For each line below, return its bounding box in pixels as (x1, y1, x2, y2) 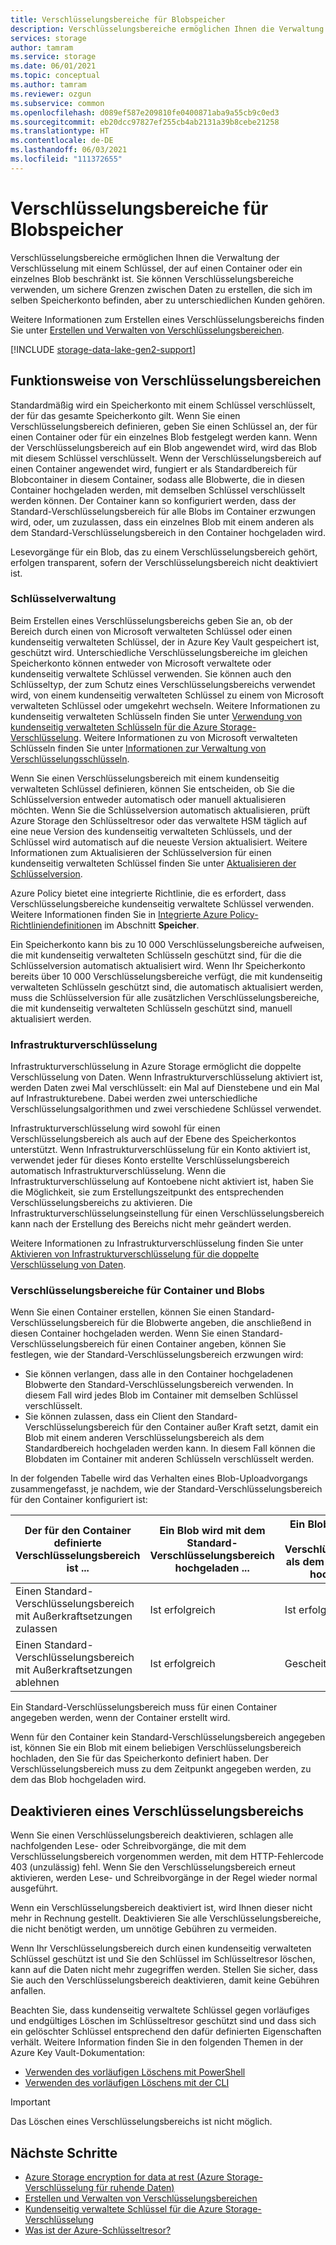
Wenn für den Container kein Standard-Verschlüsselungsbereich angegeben (10, 1731, 326, 1743)
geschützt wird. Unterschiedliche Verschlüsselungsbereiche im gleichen (10, 646, 308, 658)
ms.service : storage (10, 52, 97, 62)
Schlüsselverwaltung (10, 592, 117, 606)
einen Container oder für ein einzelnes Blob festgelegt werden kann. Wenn (10, 431, 318, 443)
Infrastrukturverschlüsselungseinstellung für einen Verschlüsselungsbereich (10, 1207, 325, 1220)
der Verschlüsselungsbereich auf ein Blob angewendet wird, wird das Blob (10, 441, 318, 453)
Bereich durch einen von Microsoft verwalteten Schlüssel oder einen (10, 625, 293, 637)
